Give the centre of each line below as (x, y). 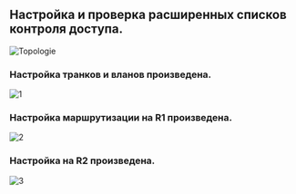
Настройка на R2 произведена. (82, 160)
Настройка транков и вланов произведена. (111, 74)
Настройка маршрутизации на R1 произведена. (121, 118)
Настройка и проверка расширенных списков (148, 15)
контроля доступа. (66, 29)
